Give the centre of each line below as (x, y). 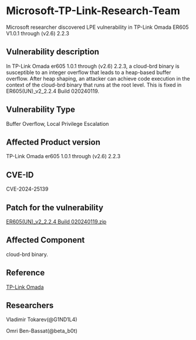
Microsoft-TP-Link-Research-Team (93, 11)
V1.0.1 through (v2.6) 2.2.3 (38, 33)
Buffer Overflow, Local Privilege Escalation (58, 124)
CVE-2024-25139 (27, 189)
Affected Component (45, 240)
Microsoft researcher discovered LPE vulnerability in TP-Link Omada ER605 (97, 27)
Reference (26, 273)
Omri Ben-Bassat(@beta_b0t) (42, 331)
